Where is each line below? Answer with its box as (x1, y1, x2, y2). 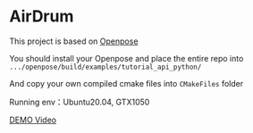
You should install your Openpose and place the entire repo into (9, 53, 244, 63)
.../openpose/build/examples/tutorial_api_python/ (9, 62, 202, 71)
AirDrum (9, 6, 74, 27)
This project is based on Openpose (9, 36, 139, 46)
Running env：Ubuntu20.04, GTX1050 (9, 96, 150, 107)
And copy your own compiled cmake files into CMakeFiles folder (9, 78, 244, 88)
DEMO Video (9, 114, 56, 125)
